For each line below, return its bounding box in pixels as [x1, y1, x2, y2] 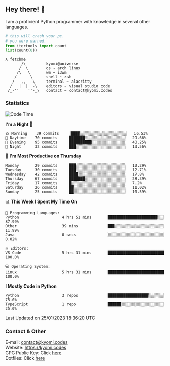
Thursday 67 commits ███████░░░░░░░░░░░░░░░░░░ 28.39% [5, 176, 146, 181]
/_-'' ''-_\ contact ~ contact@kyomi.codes [7, 88, 113, 93]
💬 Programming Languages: [5, 210, 60, 215]
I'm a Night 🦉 [5, 121, 33, 127]
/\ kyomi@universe [21, 61, 79, 66]
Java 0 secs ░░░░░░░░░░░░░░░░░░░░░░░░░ [5, 232, 165, 237]
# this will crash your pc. [5, 33, 65, 38]
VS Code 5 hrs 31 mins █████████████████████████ [5, 250, 165, 255]
